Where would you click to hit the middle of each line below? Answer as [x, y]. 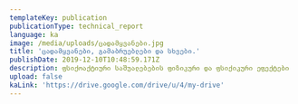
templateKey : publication [58, 18]
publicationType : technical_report [77, 26]
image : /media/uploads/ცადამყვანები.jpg [87, 43]
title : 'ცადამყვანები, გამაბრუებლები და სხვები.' [105, 52]
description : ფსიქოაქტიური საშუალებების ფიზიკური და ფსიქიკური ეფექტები [149, 69]
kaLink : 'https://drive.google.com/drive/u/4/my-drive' [117, 85]
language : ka [34, 34]
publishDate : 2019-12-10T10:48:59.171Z [85, 60]
